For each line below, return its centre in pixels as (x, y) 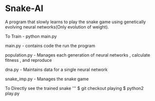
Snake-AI (24, 8)
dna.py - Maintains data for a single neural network (57, 69)
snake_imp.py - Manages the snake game (47, 79)
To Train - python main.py (31, 36)
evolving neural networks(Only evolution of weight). (57, 27)
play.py (12, 93)
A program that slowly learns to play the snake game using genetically (76, 22)
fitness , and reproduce (29, 60)
